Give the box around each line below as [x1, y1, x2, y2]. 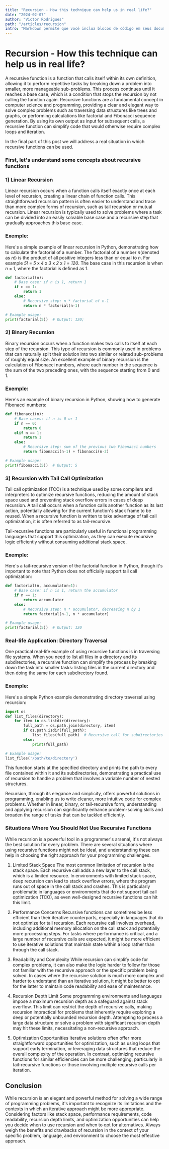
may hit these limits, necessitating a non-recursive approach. [12, 1025, 139, 1031]
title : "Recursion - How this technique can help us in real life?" [5, 7, 152, 13]
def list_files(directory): [5, 714, 64, 719]
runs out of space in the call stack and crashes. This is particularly [12, 883, 150, 889]
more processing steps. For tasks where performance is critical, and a [12, 930, 158, 936]
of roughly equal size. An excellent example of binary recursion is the [5, 356, 149, 362]
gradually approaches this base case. [5, 220, 83, 226]
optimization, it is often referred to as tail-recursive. [5, 518, 112, 524]
